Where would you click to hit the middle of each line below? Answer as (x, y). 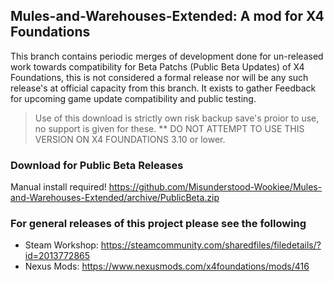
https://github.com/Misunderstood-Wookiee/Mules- (215, 187)
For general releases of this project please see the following (158, 224)
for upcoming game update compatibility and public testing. (133, 98)
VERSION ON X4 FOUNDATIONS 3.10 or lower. (130, 139)
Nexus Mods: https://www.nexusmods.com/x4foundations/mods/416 (167, 266)
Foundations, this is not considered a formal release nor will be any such (159, 77)
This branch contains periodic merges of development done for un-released (167, 56)
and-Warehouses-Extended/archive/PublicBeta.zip (115, 198)
